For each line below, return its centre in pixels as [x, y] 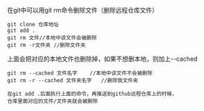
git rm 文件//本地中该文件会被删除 [52, 38]
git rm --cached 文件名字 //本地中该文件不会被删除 [80, 73]
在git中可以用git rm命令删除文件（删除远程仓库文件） [83, 10]
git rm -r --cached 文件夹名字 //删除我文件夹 [73, 81]
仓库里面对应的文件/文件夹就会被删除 [53, 101]
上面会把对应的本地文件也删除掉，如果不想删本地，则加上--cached [102, 59]
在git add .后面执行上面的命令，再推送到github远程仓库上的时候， [92, 94]
